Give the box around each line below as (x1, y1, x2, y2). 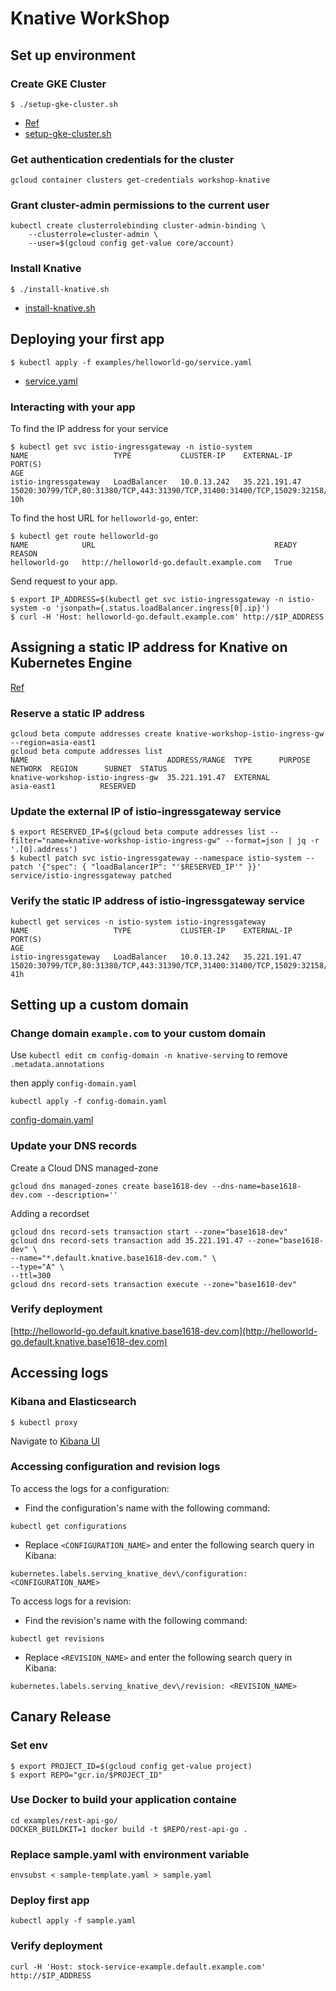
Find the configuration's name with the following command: (24, 1502, 271, 1514)
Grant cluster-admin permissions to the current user (10, 198, 270, 212)
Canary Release (10, 1708, 112, 1726)
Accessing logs (10, 1365, 109, 1382)
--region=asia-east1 (10, 737, 97, 747)
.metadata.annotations (10, 1060, 105, 1070)
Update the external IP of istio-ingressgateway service (10, 804, 282, 818)
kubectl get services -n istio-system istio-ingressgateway (10, 917, 267, 927)
